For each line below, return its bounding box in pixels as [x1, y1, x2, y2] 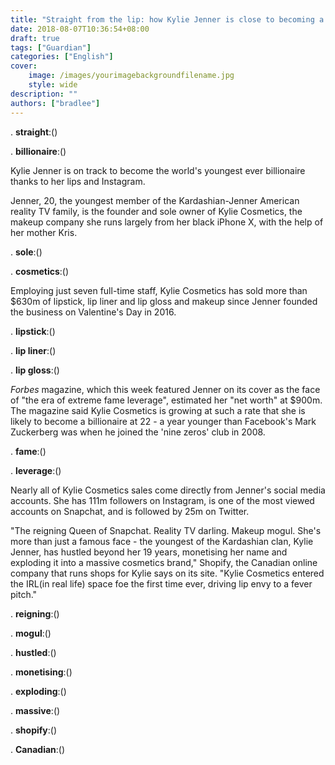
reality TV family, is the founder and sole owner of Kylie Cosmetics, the [10, 205, 303, 217]
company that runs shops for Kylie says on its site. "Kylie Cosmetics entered [10, 567, 325, 579]
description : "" [10, 89, 78, 99]
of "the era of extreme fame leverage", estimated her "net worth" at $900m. [10, 394, 323, 406]
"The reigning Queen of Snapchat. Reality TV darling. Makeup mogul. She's [10, 524, 322, 536]
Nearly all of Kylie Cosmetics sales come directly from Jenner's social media [10, 484, 326, 496]
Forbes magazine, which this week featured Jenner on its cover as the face [10, 383, 321, 395]
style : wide [28, 80, 78, 90]
